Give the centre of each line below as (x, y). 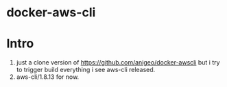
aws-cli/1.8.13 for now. (48, 77)
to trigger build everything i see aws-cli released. (86, 70)
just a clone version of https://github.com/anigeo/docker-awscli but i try (118, 63)
